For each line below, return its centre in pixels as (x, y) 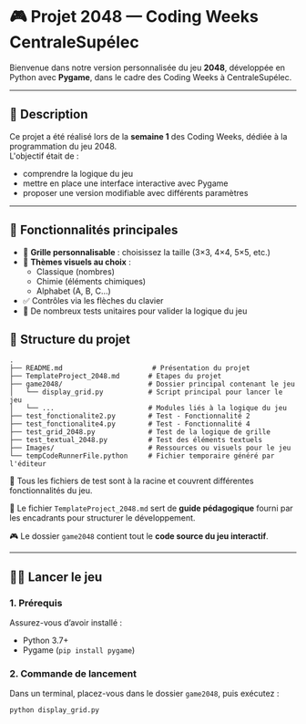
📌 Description (49, 114)
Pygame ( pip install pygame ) (79, 650)
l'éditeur (28, 464)
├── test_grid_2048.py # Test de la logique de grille (140, 432)
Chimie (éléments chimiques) (91, 281)
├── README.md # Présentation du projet (130, 368)
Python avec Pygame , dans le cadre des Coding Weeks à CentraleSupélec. (151, 77)
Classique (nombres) (76, 271)
